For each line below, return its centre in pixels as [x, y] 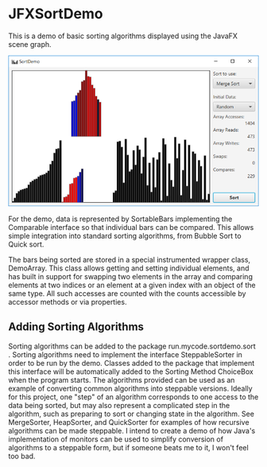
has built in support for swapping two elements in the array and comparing [130, 276]
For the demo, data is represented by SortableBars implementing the [120, 219]
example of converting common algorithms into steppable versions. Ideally [130, 388]
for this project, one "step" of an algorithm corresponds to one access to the [133, 397]
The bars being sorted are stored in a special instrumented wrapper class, [130, 259]
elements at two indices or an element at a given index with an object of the [132, 285]
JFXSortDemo [56, 14]
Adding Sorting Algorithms [76, 327]
